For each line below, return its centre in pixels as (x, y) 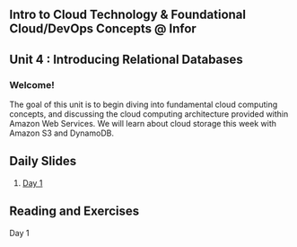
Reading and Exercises (74, 212)
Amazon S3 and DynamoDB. (62, 133)
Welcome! (32, 84)
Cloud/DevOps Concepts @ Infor (103, 29)
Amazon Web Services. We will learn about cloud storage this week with (143, 124)
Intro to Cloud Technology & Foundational (128, 15)
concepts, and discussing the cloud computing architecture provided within (149, 114)
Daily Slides (43, 161)
